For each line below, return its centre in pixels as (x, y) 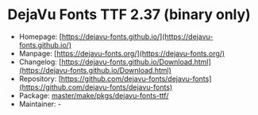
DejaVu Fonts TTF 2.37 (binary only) (129, 15)
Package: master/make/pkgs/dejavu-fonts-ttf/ (94, 95)
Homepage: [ (40, 36)
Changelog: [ (40, 62)
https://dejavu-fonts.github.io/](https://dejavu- (137, 36)
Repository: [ (40, 79)
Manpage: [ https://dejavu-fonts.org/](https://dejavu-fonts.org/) (122, 53)
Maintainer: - (40, 104)
